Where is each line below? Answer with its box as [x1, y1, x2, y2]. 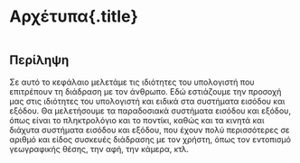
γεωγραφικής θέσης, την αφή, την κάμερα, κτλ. [9, 143, 190, 154]
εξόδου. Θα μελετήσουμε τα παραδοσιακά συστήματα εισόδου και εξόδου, [9, 105, 292, 116]
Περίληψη [9, 52, 70, 68]
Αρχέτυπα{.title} [9, 6, 138, 27]
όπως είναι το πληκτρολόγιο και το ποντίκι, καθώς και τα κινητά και [9, 114, 265, 125]
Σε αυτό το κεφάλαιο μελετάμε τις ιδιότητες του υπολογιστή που [9, 77, 255, 87]
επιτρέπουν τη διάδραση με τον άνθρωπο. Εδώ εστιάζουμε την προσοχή [9, 86, 282, 96]
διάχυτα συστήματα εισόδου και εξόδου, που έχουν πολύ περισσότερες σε [9, 124, 291, 135]
